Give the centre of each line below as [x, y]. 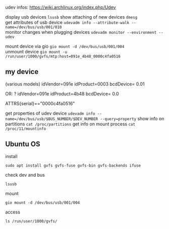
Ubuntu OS [23, 144]
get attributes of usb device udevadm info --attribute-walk [67, 22]
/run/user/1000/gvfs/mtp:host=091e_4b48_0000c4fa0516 [63, 56]
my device [22, 72]
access [13, 212]
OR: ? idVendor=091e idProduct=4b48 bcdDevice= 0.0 [62, 94]
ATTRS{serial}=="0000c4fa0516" [40, 103]
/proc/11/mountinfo [26, 129]
